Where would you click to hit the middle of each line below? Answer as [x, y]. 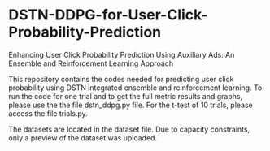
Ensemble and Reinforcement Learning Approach [91, 63]
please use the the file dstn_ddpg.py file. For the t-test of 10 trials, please [131, 105]
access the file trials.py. [48, 113]
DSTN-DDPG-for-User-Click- [108, 15]
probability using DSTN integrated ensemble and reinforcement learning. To [135, 88]
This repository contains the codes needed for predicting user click [121, 79]
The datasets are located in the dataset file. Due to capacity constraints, [129, 129]
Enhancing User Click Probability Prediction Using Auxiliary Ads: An [122, 54]
